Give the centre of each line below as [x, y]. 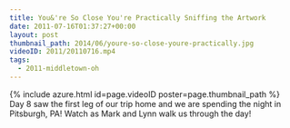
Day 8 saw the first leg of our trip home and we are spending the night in [145, 103]
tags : [20, 60]
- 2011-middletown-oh [59, 69]
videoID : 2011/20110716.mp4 [63, 52]
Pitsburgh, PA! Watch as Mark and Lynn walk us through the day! [130, 113]
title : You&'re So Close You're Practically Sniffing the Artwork [138, 18]
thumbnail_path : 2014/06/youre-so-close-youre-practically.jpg [132, 43]
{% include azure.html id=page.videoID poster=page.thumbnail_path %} [145, 94]
